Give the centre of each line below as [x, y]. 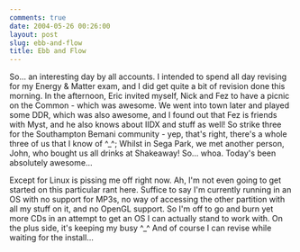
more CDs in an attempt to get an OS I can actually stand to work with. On [146, 219]
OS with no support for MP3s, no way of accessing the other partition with [147, 200]
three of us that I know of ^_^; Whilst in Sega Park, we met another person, [147, 144]
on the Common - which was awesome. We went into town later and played [150, 105]
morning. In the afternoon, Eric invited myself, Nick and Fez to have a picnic [150, 96]
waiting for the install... [52, 238]
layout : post [34, 34]
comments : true [38, 18]
